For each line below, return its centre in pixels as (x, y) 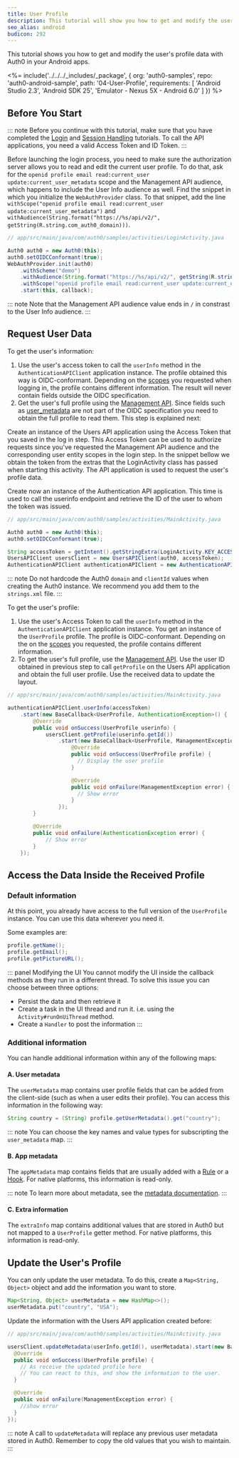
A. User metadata (34, 1074)
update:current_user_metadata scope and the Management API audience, (115, 182)
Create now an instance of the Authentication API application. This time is (115, 491)
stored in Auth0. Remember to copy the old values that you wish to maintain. (119, 1440)
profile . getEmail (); (38, 952)
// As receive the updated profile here (81, 1367)
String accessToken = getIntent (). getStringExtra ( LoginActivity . (106, 552)
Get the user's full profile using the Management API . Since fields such (121, 403)
